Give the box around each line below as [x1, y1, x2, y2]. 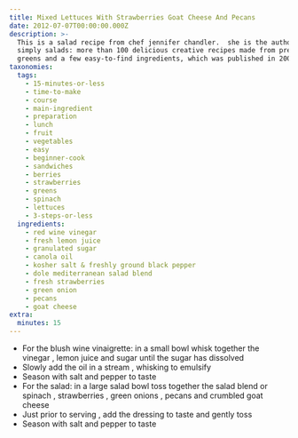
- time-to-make [25, 87, 82, 96]
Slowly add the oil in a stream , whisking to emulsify [21, 362, 211, 372]
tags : [17, 71, 38, 80]
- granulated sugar [25, 244, 98, 253]
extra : [9, 310, 34, 320]
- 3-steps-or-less [25, 211, 93, 220]
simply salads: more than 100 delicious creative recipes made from [17, 46, 276, 55]
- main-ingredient [25, 104, 93, 113]
